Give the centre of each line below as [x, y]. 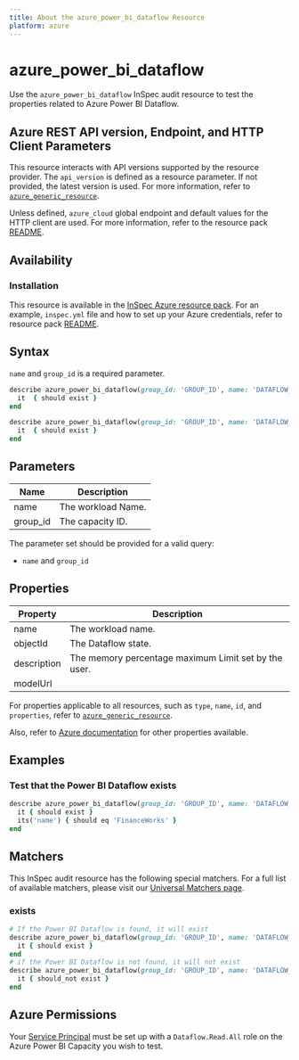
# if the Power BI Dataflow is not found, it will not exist [125, 962]
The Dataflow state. [110, 643]
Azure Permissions [63, 1015]
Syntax [29, 352]
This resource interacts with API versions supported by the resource [134, 168]
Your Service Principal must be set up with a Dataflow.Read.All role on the [146, 1036]
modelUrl [33, 683]
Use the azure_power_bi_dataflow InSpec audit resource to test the [131, 94]
